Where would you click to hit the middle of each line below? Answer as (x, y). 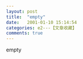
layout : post (22, 11)
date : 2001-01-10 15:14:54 (41, 22)
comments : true (25, 33)
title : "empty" (26, 17)
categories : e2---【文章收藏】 (41, 28)
